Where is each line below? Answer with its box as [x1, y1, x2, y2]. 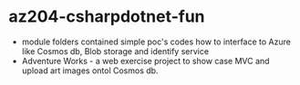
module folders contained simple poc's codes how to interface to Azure [21, 36, 291, 47]
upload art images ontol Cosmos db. [21, 65, 159, 76]
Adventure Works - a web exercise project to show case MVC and [21, 55, 270, 66]
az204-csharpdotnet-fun [8, 6, 206, 27]
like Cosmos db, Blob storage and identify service [21, 45, 210, 56]
